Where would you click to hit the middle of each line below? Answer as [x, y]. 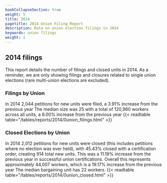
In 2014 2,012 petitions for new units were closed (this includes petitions [79, 143]
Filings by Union [25, 93]
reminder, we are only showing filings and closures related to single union [81, 75]
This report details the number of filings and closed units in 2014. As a [77, 70]
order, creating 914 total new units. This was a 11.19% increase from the [78, 154]
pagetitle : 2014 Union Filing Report [44, 24]
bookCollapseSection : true [33, 10]
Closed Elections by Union [38, 132]
